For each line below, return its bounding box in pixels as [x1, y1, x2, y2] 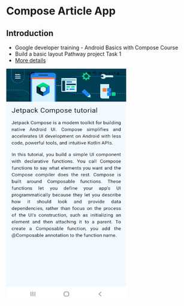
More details [14, 57, 46, 64]
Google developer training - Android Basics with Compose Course [14, 44, 179, 51]
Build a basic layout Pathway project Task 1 [14, 50, 122, 58]
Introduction [6, 28, 54, 38]
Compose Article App [6, 4, 116, 18]
